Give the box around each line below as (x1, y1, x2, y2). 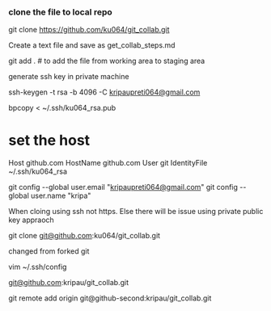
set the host (8, 132, 91, 149)
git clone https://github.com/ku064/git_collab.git (8, 25, 170, 35)
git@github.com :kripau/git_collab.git (8, 278, 129, 288)
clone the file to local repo (8, 6, 113, 18)
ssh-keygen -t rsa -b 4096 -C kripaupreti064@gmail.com (8, 87, 201, 97)
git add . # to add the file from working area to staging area (8, 56, 205, 66)
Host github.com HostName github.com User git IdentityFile (8, 158, 208, 168)
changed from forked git (8, 246, 90, 256)
